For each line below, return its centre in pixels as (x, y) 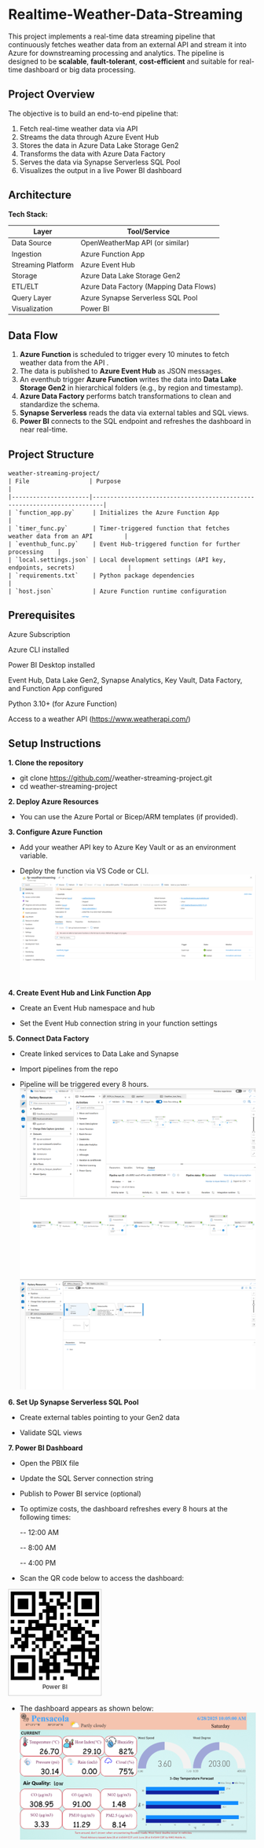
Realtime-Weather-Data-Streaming (126, 15)
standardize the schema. (59, 405)
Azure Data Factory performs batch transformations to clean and (125, 396)
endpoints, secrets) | (70, 568)
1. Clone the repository (46, 762)
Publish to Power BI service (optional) (80, 1493)
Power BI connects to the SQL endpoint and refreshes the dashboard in (135, 422)
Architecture (40, 195)
